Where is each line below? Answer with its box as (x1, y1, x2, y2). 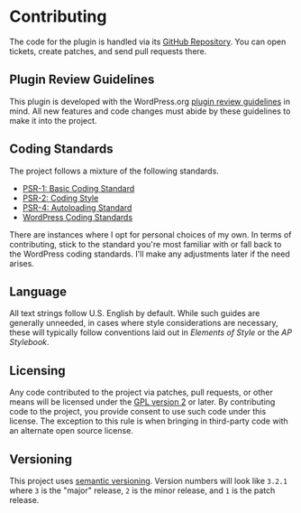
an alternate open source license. (9, 425, 133, 436)
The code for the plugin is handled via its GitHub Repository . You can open (9, 36, 287, 47)
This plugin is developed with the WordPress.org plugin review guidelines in (9, 96, 291, 107)
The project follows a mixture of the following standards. (9, 165, 219, 176)
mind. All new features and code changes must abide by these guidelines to (9, 106, 291, 117)
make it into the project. (9, 115, 97, 126)
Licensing (9, 363, 66, 378)
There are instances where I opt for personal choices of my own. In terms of (9, 229, 292, 240)
